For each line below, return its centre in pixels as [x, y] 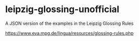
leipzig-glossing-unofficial [62, 9]
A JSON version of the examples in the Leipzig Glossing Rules [69, 23]
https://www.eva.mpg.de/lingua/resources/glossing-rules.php [69, 33]
